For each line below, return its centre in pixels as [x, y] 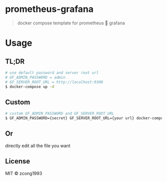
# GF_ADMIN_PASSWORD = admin [35, 77]
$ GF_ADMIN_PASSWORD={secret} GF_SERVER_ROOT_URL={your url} [70, 118]
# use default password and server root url [52, 73]
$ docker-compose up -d [30, 87]
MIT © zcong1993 [24, 173]
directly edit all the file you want [38, 146]
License [18, 161]
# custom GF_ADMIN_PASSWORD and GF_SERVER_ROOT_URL [60, 114]
